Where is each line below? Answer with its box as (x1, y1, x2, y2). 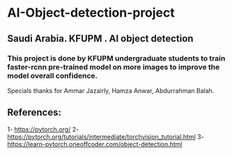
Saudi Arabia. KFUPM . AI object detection (7, 33, 194, 44)
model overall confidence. (7, 71, 98, 81)
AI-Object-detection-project (7, 5, 176, 21)
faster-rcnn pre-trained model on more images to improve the (7, 62, 220, 72)
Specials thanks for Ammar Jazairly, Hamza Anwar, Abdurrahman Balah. (7, 86, 215, 95)
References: (7, 106, 61, 119)
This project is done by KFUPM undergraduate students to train (7, 54, 226, 63)
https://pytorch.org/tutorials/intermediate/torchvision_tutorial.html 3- (7, 132, 204, 140)
